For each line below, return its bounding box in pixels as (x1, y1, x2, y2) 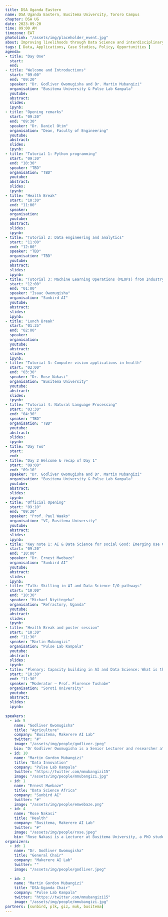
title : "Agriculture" (14, 728, 59, 733)
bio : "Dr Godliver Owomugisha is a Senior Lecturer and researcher (14, 746, 157, 751)
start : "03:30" (9, 407, 41, 412)
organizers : (5, 839, 30, 844)
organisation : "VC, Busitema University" (9, 518, 97, 524)
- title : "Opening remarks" (5, 109, 64, 115)
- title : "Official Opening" (5, 500, 66, 505)
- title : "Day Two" (5, 444, 46, 449)
